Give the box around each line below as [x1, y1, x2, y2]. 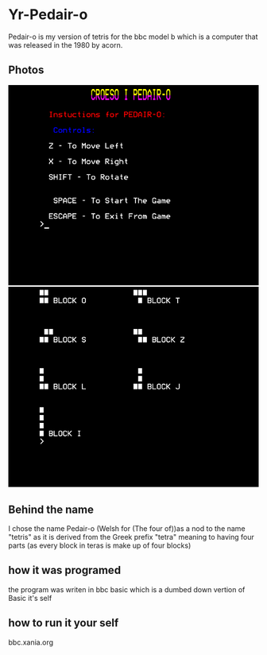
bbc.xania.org [8, 638, 54, 647]
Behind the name [8, 502, 94, 516]
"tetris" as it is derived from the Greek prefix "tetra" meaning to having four [8, 532, 254, 541]
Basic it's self [8, 593, 52, 603]
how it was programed [8, 564, 122, 577]
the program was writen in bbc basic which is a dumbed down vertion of [8, 584, 246, 594]
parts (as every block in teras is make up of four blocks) [8, 541, 192, 550]
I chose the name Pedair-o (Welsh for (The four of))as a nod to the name [8, 523, 246, 533]
